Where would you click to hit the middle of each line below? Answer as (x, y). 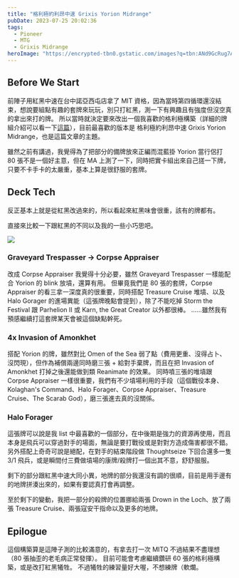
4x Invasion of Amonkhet (52, 337)
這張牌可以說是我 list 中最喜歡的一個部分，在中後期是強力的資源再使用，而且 (119, 434)
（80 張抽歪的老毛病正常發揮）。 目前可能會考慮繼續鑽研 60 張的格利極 (111, 558)
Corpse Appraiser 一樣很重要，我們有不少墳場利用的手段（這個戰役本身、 (115, 381)
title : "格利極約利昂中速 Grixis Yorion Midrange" (80, 14)
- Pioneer (28, 34)
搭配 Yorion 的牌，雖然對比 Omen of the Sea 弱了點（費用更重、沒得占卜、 (117, 354)
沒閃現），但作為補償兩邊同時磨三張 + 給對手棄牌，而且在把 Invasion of (111, 363)
